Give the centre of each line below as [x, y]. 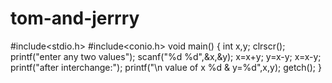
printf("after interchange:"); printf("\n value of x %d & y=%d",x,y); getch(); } [166, 67]
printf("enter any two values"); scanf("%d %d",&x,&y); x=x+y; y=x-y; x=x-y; [166, 56]
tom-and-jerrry [75, 18]
